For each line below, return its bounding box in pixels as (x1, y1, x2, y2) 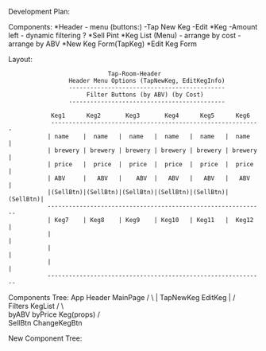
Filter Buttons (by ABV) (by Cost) (86, 91, 204, 99)
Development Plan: (8, 7, 70, 16)
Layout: (8, 55, 33, 64)
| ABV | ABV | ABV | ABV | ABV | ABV (47, 174, 250, 182)
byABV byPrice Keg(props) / (8, 310, 101, 319)
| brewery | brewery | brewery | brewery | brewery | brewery (47, 146, 258, 154)
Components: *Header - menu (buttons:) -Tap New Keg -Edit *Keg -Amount (8, 22, 258, 31)
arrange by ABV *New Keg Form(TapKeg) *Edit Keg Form (8, 39, 197, 49)
